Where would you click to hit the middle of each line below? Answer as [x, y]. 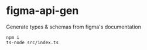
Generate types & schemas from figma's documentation [74, 27]
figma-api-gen [42, 11]
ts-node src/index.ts [33, 42]
